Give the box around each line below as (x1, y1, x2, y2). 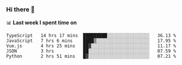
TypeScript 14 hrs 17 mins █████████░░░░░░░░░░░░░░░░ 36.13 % (6, 32, 177, 39)
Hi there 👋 (6, 5, 36, 14)
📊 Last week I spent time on (6, 19, 77, 26)
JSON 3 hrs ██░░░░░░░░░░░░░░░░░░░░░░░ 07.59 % (6, 48, 177, 54)
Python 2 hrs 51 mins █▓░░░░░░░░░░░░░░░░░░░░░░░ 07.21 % (6, 53, 177, 60)
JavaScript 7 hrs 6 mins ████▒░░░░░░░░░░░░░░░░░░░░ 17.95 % (6, 38, 177, 44)
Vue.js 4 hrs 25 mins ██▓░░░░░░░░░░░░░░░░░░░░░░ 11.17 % (6, 43, 177, 49)
